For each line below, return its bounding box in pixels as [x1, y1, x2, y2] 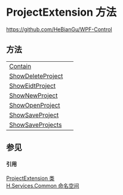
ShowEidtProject [9, 82, 56, 90]
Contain [9, 62, 32, 70]
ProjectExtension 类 [6, 175, 55, 182]
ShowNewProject [9, 91, 58, 100]
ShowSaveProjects [9, 121, 62, 129]
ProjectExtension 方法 [6, 5, 117, 19]
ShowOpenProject [9, 101, 61, 109]
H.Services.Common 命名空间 [6, 182, 79, 190]
